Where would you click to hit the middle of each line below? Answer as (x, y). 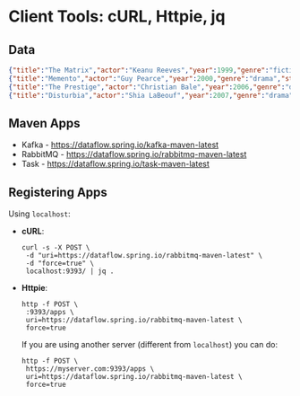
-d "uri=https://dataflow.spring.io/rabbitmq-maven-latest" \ (144, 256)
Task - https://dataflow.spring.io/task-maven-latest (115, 164)
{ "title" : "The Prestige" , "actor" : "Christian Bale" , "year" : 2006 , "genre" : (147, 87)
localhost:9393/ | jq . (70, 271)
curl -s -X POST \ (56, 248)
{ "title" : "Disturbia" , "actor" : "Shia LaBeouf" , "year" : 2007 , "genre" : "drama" (151, 95)
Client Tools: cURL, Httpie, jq (117, 17)
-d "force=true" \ (60, 264)
